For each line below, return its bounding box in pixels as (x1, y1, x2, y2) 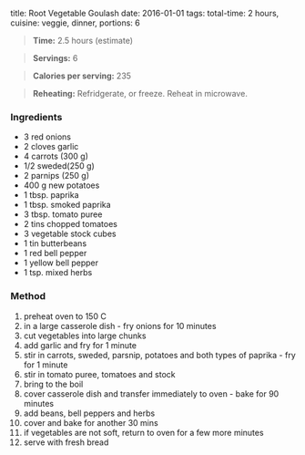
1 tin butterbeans (23, 238, 87, 249)
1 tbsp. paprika (23, 190, 79, 201)
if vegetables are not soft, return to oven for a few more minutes (23, 427, 264, 438)
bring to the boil (23, 378, 84, 389)
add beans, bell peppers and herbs (23, 408, 156, 419)
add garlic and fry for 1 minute (23, 339, 137, 350)
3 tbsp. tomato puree (23, 209, 103, 220)
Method (10, 290, 46, 303)
